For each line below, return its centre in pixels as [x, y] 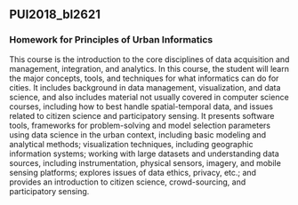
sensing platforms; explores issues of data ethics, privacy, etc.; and [133, 172]
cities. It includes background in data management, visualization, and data [145, 87]
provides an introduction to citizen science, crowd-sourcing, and [128, 182]
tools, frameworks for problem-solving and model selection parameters [140, 125]
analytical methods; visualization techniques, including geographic [131, 144]
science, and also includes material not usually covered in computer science [149, 97]
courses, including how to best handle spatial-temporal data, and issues [141, 106]
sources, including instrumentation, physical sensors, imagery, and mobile [145, 162]
